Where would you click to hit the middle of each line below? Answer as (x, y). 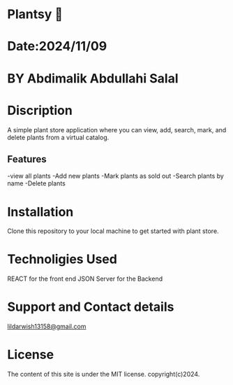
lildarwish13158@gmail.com (47, 327)
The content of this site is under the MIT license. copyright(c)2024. (104, 374)
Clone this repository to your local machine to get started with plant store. (113, 231)
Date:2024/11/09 (57, 47)
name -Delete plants (37, 183)
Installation (40, 212)
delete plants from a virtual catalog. (58, 137)
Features (27, 159)
